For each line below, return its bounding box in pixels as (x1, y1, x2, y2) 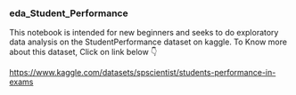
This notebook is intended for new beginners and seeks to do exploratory (9, 28, 279, 38)
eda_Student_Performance (9, 7, 128, 20)
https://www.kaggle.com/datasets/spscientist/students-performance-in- (9, 67, 276, 78)
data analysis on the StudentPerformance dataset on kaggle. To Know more (9, 36, 288, 47)
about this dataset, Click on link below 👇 (9, 47, 158, 58)
